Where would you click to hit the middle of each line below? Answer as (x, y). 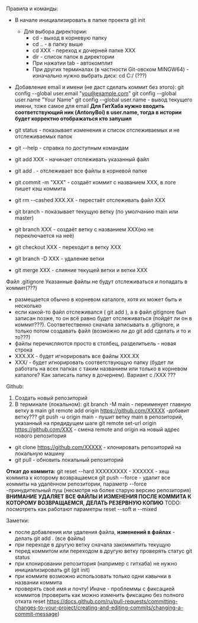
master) (24, 218)
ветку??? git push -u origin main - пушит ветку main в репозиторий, (99, 417)
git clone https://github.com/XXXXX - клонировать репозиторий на (98, 447)
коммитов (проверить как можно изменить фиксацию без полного (99, 595)
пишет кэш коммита (40, 189)
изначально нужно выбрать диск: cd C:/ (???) (90, 76)
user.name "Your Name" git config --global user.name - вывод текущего (103, 100)
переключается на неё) (44, 236)
